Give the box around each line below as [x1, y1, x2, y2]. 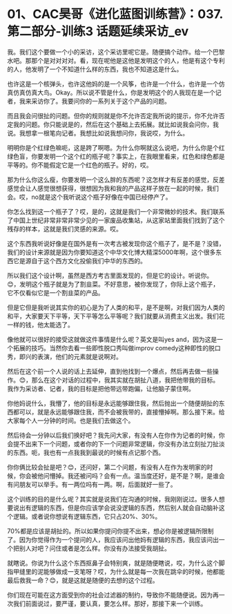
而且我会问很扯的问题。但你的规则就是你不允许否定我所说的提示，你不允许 [7, 111, 219, 119]
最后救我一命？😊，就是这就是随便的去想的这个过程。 [7, 576, 159, 584]
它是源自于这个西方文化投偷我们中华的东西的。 [12, 256, 146, 265]
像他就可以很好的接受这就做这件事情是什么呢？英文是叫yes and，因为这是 [7, 335, 217, 343]
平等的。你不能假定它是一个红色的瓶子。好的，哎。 [7, 160, 153, 169]
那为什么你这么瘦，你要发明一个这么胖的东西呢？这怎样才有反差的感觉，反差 [7, 175, 225, 184]
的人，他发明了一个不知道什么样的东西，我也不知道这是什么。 [7, 65, 183, 73]
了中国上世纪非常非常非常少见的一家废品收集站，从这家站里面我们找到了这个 [7, 215, 225, 224]
